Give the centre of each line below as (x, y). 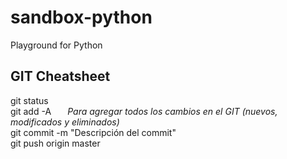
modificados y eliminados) (65, 122)
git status (29, 100)
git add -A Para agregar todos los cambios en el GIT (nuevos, (144, 111)
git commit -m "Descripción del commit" (93, 132)
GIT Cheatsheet (60, 76)
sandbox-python (81, 17)
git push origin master (55, 143)
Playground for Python (56, 45)
